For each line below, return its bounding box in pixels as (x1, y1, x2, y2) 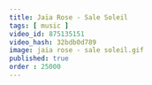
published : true (9, 54, 69, 63)
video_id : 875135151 (9, 29, 86, 38)
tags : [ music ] (9, 21, 69, 30)
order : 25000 (9, 63, 62, 72)
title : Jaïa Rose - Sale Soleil (9, 12, 128, 22)
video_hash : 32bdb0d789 (9, 37, 97, 47)
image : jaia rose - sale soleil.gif (9, 46, 144, 55)
